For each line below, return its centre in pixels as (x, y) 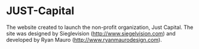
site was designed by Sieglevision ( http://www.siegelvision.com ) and (91, 33)
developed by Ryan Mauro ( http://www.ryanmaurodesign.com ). (84, 40)
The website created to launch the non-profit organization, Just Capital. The (100, 27)
